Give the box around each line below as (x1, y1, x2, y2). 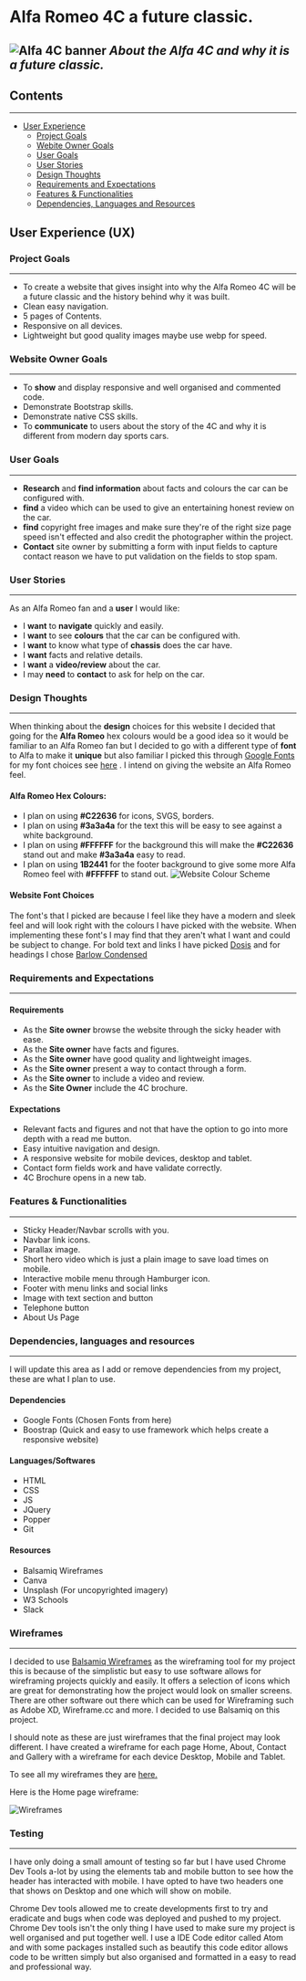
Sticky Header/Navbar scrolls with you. (22, 1224, 170, 1235)
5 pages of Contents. (22, 310, 102, 321)
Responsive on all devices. (22, 320, 123, 331)
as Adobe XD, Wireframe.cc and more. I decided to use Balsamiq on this (9, 1704, 280, 1715)
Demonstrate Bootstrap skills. (22, 402, 134, 413)
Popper (22, 1514, 51, 1525)
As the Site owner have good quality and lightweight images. (22, 1053, 252, 1064)
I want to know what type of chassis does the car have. (22, 639, 233, 650)
